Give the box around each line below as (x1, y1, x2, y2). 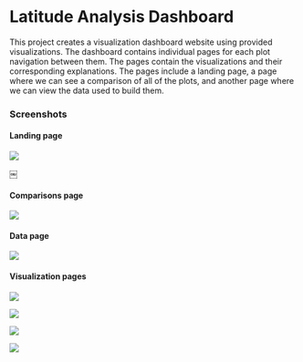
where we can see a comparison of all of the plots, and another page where (9, 75, 295, 86)
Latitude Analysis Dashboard (9, 6, 235, 27)
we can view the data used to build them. (9, 85, 164, 96)
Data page (9, 230, 50, 241)
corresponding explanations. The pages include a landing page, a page (9, 66, 277, 77)
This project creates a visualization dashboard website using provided (9, 36, 273, 47)
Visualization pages (9, 271, 87, 282)
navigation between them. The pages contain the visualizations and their (9, 56, 283, 67)
